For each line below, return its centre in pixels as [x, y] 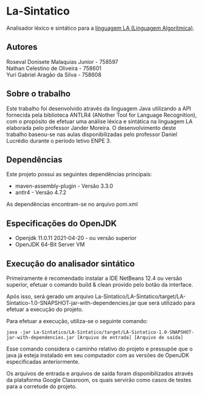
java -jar [19, 332]
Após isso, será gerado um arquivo [50, 296]
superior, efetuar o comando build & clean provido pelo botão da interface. [100, 285]
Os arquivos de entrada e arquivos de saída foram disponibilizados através [100, 374]
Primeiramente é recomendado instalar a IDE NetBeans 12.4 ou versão [94, 278]
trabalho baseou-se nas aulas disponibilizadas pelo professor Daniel [92, 134]
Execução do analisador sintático [71, 263]
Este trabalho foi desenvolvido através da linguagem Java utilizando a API [99, 108]
